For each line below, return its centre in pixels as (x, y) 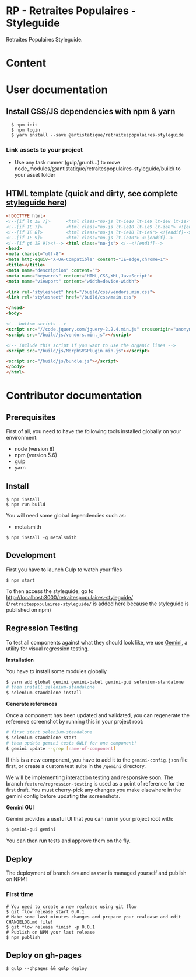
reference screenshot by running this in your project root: (75, 722)
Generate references (32, 704)
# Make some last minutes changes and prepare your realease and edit (94, 917)
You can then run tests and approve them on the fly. (69, 841)
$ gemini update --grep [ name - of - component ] (61, 748)
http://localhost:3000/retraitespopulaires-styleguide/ (69, 597)
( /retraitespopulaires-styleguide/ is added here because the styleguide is (98, 604)
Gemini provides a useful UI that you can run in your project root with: (90, 818)
